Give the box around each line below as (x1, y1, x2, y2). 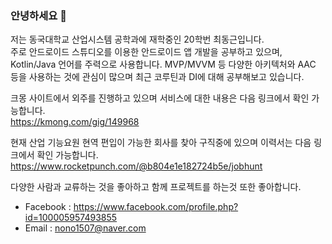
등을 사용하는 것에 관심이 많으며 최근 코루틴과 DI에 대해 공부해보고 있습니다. (10, 71, 305, 83)
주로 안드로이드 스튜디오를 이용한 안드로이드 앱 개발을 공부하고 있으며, (10, 46, 283, 58)
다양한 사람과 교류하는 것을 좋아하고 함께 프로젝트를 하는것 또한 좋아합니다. (10, 181, 302, 193)
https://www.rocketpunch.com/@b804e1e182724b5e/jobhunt (10, 160, 263, 172)
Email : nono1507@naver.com (24, 222, 147, 234)
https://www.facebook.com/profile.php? (73, 201, 239, 213)
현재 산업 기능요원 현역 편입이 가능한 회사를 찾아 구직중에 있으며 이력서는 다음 (10, 137, 312, 149)
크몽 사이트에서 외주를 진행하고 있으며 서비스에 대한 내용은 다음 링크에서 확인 (10, 92, 310, 104)
